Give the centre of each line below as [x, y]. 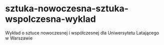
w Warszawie [19, 38]
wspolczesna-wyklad [51, 19]
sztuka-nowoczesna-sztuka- [67, 9]
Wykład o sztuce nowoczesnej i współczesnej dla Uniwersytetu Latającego [82, 33]
